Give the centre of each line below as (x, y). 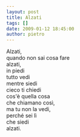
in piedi (15, 71)
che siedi (18, 122)
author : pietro (25, 34)
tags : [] (17, 23)
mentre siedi (22, 84)
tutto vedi (18, 77)
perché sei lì (22, 116)
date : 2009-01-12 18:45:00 (40, 29)
